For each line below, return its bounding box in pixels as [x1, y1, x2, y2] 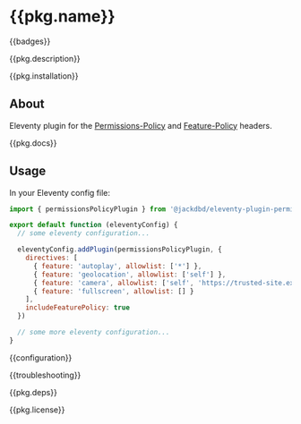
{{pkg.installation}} [9, 70, 79, 81]
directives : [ [25, 253, 78, 263]
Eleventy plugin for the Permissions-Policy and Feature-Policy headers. [9, 120, 273, 131]
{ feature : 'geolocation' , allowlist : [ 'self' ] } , [32, 270, 227, 279]
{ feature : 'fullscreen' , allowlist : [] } [32, 286, 194, 296]
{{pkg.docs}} [9, 137, 57, 148]
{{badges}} [9, 36, 51, 47]
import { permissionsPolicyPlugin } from [9, 204, 167, 214]
